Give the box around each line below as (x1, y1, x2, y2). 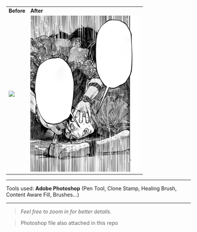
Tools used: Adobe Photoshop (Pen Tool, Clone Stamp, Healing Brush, (6, 184, 177, 191)
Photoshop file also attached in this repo (20, 219, 118, 226)
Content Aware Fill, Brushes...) (6, 191, 79, 198)
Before (8, 7, 26, 14)
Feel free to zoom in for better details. (20, 208, 112, 215)
